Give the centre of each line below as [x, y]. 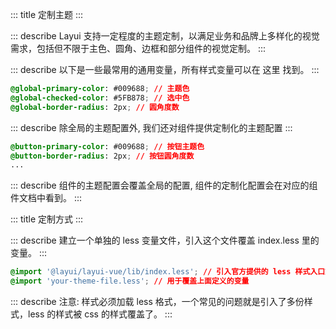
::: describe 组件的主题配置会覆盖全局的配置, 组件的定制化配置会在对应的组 [164, 185]
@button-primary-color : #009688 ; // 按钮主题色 [107, 146]
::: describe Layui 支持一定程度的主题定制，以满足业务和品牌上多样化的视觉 [165, 36]
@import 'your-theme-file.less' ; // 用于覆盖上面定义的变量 [130, 281]
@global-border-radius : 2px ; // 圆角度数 [95, 107]
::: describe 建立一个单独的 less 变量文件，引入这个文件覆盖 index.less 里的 [165, 240]
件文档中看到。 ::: [46, 198]
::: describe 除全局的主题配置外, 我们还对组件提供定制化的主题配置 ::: [151, 127]
